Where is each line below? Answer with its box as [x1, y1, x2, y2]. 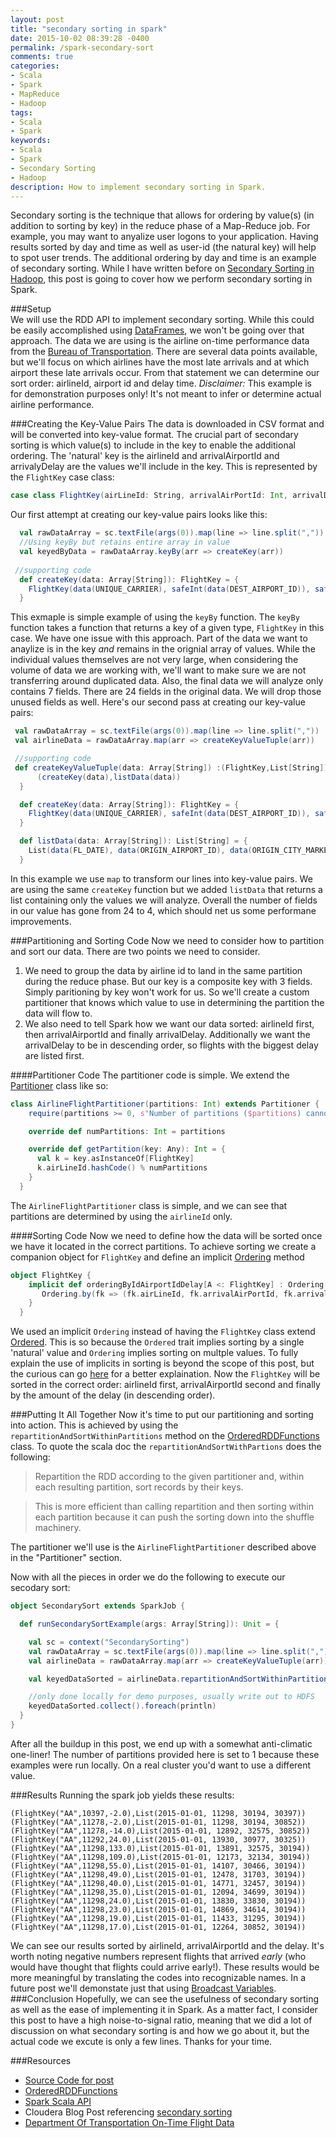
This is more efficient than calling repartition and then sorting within [34, 1501, 315, 1513]
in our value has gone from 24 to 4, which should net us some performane [10, 904, 317, 916]
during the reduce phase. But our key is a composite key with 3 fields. [24, 975, 313, 987]
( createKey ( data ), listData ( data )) [36, 772, 182, 782]
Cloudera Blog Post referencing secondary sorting [24, 2106, 233, 2118]
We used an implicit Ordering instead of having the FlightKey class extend [10, 1326, 316, 1338]
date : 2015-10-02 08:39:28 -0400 [10, 33, 150, 43]
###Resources [10, 2054, 72, 2066]
